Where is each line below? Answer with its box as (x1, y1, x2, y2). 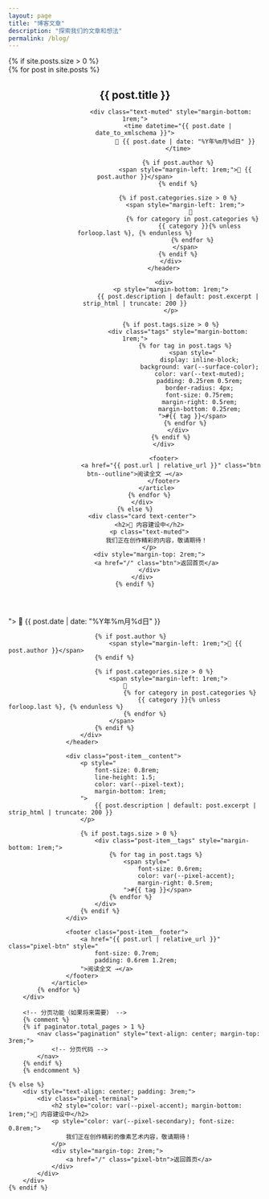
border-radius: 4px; (165, 384, 234, 392)
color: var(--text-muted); (154, 369, 245, 378)
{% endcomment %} (22, 1066, 81, 1074)
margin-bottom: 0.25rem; (157, 405, 242, 413)
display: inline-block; (160, 356, 239, 364)
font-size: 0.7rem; (94, 949, 160, 958)
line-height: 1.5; (94, 773, 157, 781)
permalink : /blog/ (8, 34, 70, 43)
